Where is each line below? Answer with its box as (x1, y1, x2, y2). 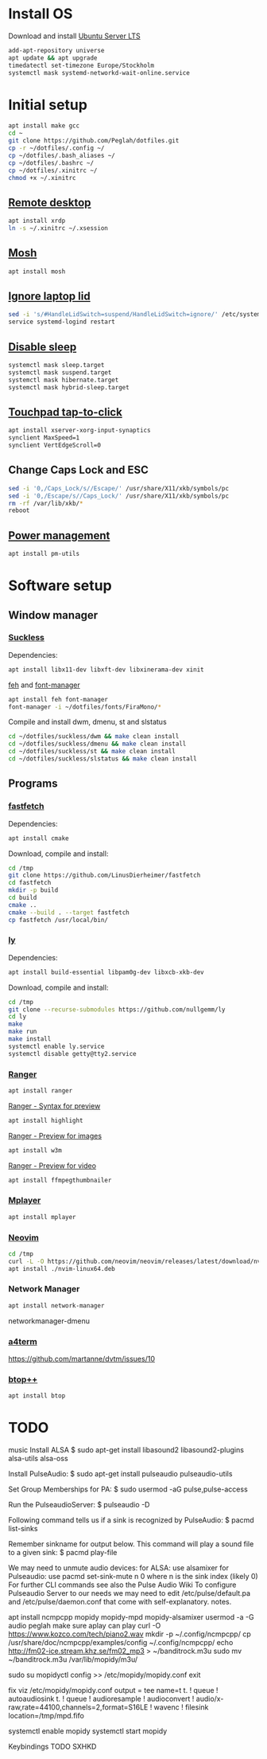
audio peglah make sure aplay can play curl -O (8, 1621, 161, 1631)
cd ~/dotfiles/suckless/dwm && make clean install (8, 733, 180, 741)
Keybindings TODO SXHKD (8, 1741, 97, 1752)
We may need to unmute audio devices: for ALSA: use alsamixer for (8, 1563, 229, 1573)
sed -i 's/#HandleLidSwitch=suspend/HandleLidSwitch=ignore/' (8, 311, 219, 319)
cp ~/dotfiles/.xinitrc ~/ (8, 166, 98, 174)
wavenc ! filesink (153, 1702, 209, 1712)
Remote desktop (8, 196, 91, 209)
